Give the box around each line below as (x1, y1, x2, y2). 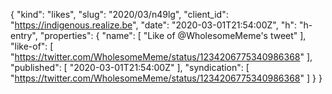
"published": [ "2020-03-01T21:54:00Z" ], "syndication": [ (10, 62, 250, 73)
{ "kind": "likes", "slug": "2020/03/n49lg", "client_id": (10, 9, 229, 20)
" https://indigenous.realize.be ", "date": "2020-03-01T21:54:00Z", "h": (10, 19, 298, 31)
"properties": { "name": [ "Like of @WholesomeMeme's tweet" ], (39, 30, 307, 41)
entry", (10, 30, 38, 41)
